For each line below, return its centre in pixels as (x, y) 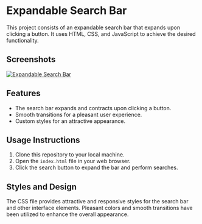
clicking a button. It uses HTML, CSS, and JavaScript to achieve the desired (101, 33)
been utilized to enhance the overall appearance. (68, 214)
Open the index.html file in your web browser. (73, 161)
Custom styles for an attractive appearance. (70, 121)
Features (23, 93)
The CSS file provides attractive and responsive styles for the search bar (97, 201)
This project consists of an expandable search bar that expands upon (93, 27)
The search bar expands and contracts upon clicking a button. (93, 108)
